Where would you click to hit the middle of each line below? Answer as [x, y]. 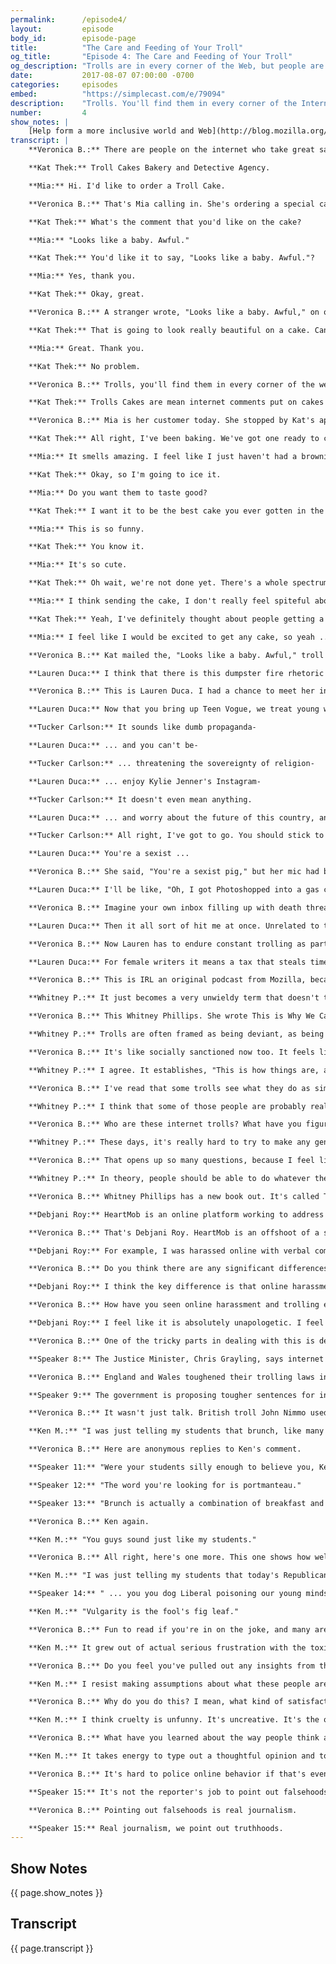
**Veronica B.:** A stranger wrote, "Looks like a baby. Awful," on [174, 312]
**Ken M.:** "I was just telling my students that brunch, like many [176, 1431]
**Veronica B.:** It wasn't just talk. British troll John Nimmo [167, 1413]
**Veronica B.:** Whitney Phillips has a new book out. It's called [174, 1196]
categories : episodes [64, 85]
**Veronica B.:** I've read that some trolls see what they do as [169, 1088]
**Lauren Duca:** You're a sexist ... [109, 854]
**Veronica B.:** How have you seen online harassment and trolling [174, 1305]
